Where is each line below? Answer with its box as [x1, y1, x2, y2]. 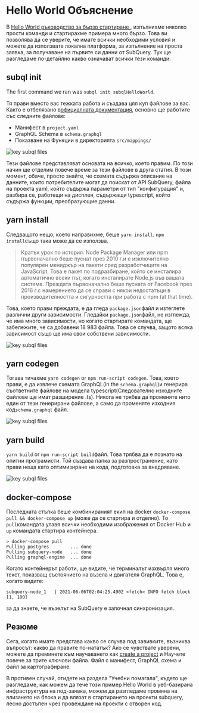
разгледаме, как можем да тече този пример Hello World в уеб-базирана [6, 681, 193, 688]
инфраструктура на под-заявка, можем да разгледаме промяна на [6, 687, 178, 695]
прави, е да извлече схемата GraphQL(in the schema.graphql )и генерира [6, 381, 188, 388]
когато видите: [6, 578, 43, 584]
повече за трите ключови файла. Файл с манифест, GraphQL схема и [6, 656, 182, 664]
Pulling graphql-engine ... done [6, 554, 92, 560]
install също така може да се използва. [6, 237, 108, 244]
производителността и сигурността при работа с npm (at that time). [20, 293, 193, 300]
